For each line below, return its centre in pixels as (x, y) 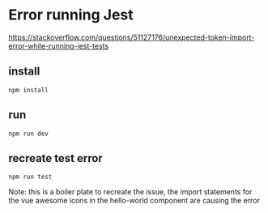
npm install (28, 90)
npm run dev (28, 134)
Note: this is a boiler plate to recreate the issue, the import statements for (130, 192)
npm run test (30, 177)
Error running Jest (71, 15)
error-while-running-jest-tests (59, 45)
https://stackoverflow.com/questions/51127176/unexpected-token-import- (132, 37)
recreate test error (55, 158)
